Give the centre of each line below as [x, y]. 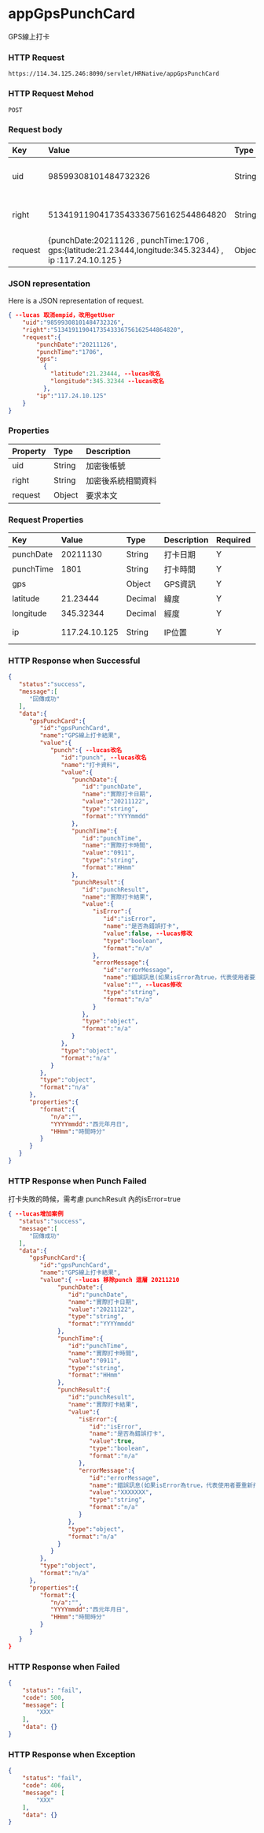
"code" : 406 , [44, 1786]
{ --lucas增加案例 [36, 1214]
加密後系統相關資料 [121, 480]
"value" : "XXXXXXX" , [121, 1492]
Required [233, 539]
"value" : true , [112, 1441]
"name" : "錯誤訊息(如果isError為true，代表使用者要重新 [171, 1485]
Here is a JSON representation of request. [76, 301]
